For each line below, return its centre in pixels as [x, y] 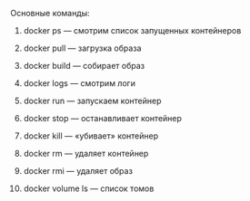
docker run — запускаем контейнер [92, 100]
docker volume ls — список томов [89, 188]
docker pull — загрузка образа [82, 48]
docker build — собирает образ [84, 66]
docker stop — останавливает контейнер [103, 118]
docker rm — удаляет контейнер [86, 153]
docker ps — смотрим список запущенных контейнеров [132, 30]
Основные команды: [50, 13]
